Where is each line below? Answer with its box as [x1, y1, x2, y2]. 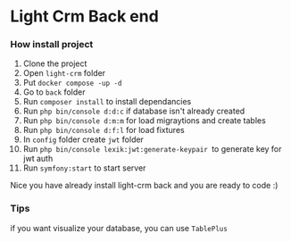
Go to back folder [22, 87, 86, 97]
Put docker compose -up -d [22, 78, 122, 88]
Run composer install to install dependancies [22, 96, 192, 107]
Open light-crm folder [22, 68, 106, 79]
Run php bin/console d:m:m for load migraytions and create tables [22, 115, 266, 126]
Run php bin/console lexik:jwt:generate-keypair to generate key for [22, 144, 282, 154]
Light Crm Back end [10, 6, 159, 27]
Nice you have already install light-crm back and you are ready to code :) [10, 180, 279, 191]
